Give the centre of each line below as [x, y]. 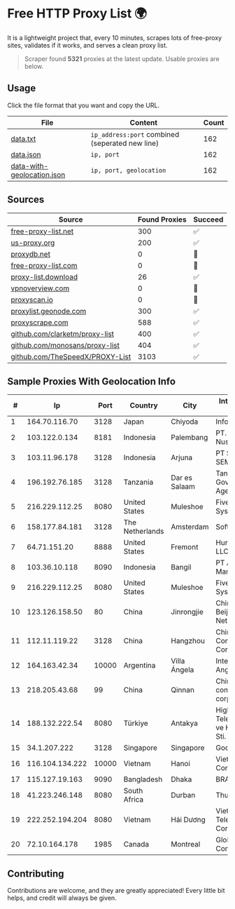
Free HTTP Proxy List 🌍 [77, 14]
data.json [26, 154]
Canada [136, 844]
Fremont [185, 547]
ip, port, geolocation [128, 170]
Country [144, 405]
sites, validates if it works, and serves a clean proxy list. [87, 45]
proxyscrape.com [40, 322]
